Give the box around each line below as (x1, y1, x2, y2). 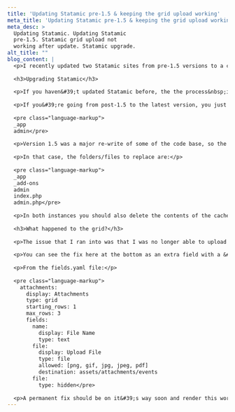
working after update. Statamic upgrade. (13, 43, 136, 50)
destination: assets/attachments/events (38, 369, 158, 376)
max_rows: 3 (25, 310, 61, 317)
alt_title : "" (7, 50, 49, 57)
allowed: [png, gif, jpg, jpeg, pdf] (38, 362, 149, 369)
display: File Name (38, 329, 96, 336)
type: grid (25, 297, 58, 304)
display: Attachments (25, 290, 90, 298)
